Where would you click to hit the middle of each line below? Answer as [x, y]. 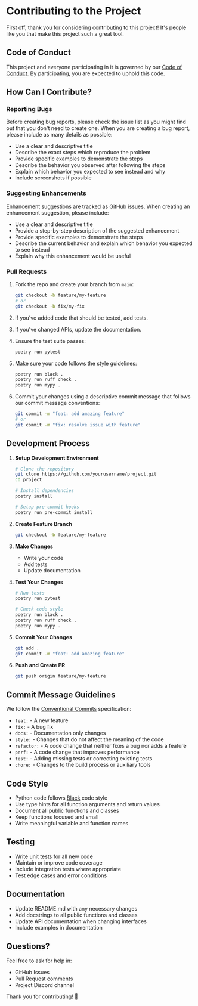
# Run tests [30, 593]
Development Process [48, 443]
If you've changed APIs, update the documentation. [78, 329]
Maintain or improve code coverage [58, 862]
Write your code [44, 558]
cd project [28, 480]
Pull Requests [27, 271]
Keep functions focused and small [57, 817]
